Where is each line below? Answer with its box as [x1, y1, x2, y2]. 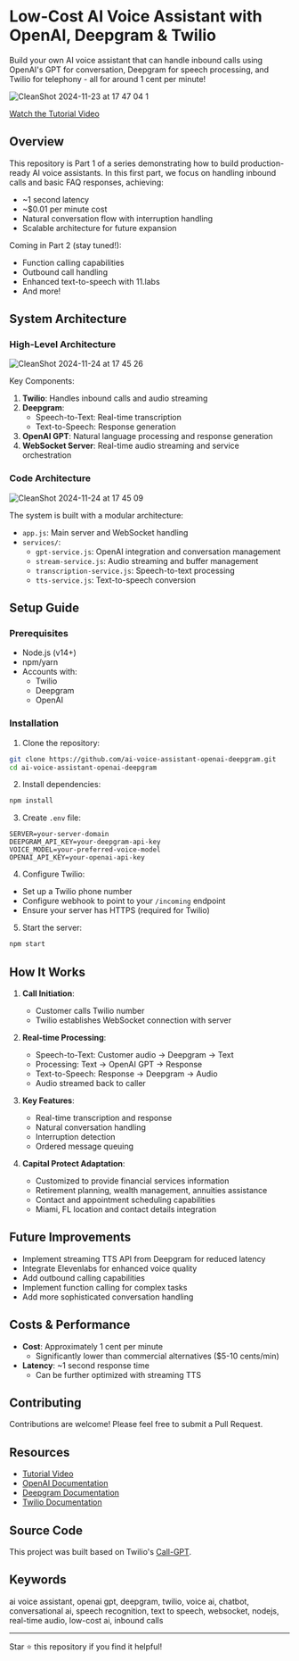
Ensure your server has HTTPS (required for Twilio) [21, 905, 211, 916]
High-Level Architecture [9, 338, 117, 351]
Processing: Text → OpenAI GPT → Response [35, 1059, 203, 1070]
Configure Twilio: [21, 868, 85, 880]
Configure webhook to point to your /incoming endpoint [21, 895, 226, 907]
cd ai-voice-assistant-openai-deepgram [9, 763, 158, 772]
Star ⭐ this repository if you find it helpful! [9, 1640, 163, 1652]
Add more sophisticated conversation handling [21, 1291, 194, 1302]
